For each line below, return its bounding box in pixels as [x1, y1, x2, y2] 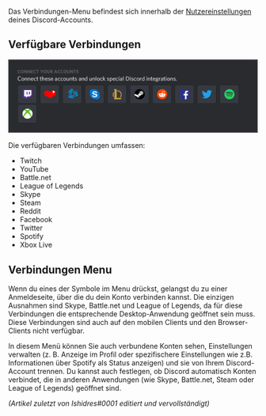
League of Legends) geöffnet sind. [8, 384, 122, 393]
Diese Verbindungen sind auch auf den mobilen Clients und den [8, 318, 216, 327]
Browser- [217, 318, 249, 327]
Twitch [19, 156, 42, 165]
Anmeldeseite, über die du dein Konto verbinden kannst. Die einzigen [8, 293, 234, 302]
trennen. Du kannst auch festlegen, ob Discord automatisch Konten [37, 367, 256, 376]
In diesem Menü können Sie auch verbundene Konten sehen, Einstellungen [8, 342, 253, 351]
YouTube [19, 165, 49, 174]
